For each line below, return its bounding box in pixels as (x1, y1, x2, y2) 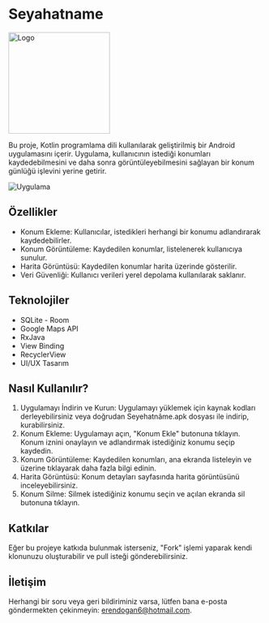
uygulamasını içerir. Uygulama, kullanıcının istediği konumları (8, 148, 211, 158)
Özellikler (8, 205, 58, 219)
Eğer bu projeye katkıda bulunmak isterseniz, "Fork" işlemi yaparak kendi (8, 543, 253, 552)
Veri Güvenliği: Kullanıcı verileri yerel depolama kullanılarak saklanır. (19, 269, 246, 280)
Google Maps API (19, 324, 79, 333)
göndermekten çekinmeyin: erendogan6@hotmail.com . (8, 605, 192, 615)
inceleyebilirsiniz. (19, 480, 79, 491)
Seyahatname (8, 5, 104, 24)
